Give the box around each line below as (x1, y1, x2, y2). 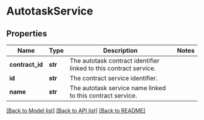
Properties (6, 28, 47, 39)
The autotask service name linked (69, 84, 166, 92)
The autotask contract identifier (69, 56, 160, 65)
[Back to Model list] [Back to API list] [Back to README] (6, 107, 146, 114)
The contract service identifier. (69, 74, 158, 82)
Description (103, 47, 138, 55)
